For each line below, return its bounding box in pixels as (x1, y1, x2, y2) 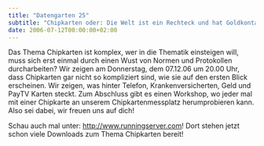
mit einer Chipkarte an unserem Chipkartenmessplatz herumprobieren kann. (8, 97, 255, 107)
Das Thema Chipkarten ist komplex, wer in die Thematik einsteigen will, (8, 48, 240, 57)
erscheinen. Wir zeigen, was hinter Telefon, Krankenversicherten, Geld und (8, 81, 251, 90)
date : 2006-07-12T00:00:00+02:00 (8, 26, 118, 34)
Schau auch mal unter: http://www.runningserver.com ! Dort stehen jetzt (8, 121, 240, 130)
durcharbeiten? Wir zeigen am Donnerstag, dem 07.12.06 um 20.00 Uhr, (8, 64, 240, 74)
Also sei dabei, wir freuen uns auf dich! (8, 106, 135, 115)
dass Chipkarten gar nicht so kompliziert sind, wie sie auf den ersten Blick (8, 72, 247, 82)
